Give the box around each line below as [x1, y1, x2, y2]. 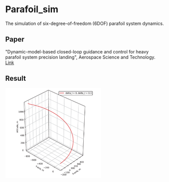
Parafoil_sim [5, 4, 58, 15]
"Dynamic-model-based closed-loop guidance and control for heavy [5, 48, 149, 54]
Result [5, 74, 26, 83]
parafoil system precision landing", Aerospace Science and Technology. [5, 54, 156, 60]
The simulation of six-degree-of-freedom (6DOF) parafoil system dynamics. [5, 20, 164, 26]
